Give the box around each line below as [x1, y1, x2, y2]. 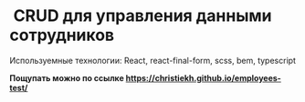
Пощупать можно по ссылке [9, 72, 125, 83]
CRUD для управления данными [13, 5, 272, 26]
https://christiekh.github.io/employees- [125, 72, 281, 83]
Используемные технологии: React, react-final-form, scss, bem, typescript [9, 55, 297, 66]
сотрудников [9, 25, 115, 46]
